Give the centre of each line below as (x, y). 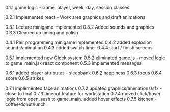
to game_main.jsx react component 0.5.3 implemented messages (74, 63)
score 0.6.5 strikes (25, 78)
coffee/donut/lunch (25, 104)
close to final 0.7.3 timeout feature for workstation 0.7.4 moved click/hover (83, 93)
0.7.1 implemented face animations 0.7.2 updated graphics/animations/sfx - (84, 88)
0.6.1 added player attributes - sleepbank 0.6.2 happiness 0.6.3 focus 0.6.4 (83, 73)
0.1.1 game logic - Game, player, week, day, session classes (67, 7)
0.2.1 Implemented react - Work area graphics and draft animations (75, 17)
